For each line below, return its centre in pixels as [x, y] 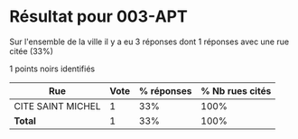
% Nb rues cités [236, 90]
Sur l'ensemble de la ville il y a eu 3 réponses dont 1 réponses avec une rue [149, 42]
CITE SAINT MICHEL [57, 106]
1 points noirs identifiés [52, 69]
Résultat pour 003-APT [98, 17]
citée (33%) [32, 51]
